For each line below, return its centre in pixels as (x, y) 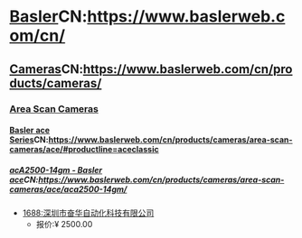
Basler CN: (48, 17)
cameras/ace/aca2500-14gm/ (68, 189)
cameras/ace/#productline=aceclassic (85, 150)
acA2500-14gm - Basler (56, 169)
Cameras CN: (47, 69)
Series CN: (29, 140)
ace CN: (24, 179)
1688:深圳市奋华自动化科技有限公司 (88, 213)
